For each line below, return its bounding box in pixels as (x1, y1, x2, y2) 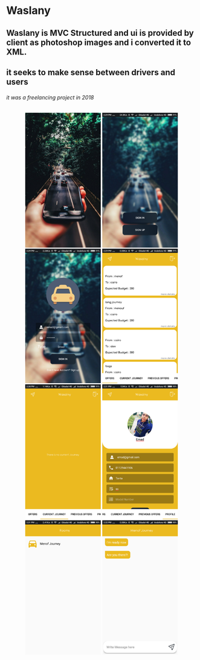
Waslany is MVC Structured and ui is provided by (6, 28, 195, 38)
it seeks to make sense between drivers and (6, 67, 176, 78)
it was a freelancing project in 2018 (6, 93, 94, 101)
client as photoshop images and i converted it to (6, 37, 192, 47)
